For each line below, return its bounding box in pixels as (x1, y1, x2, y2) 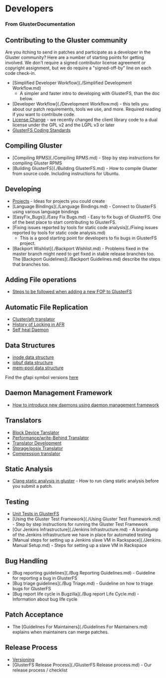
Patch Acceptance (5, 611, 63, 619)
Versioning (12, 656, 35, 662)
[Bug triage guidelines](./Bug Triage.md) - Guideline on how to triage (12, 580, 153, 586)
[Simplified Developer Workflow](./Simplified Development (12, 80, 132, 86)
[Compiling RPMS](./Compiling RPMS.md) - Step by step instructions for (12, 155, 160, 161)
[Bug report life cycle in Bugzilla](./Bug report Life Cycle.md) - (12, 591, 140, 597)
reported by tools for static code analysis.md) (12, 229, 106, 235)
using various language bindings (12, 209, 79, 215)
